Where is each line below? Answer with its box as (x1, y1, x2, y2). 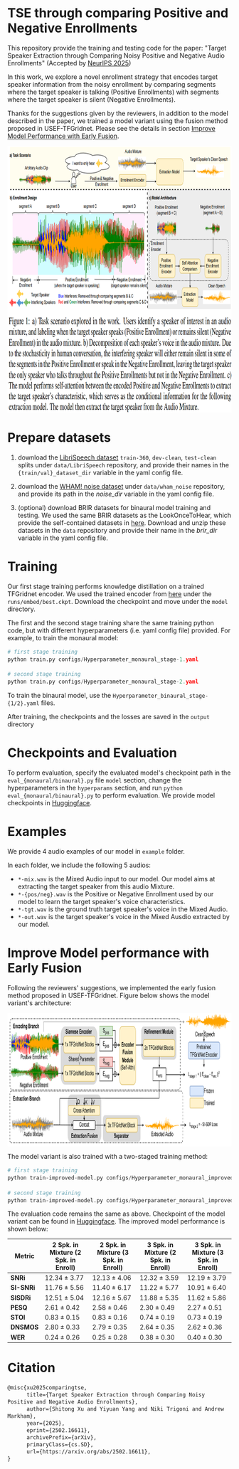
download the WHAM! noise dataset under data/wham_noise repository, (17, 482, 225, 490)
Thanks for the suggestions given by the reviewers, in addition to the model (7, 109, 229, 117)
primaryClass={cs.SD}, (26, 1441, 94, 1448)
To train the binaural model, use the (7, 691, 112, 700)
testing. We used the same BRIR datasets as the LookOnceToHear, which (17, 511, 232, 519)
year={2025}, (26, 1420, 65, 1427)
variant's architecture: (7, 999, 72, 1007)
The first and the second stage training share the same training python (7, 618, 215, 627)
